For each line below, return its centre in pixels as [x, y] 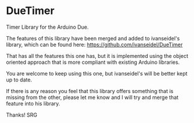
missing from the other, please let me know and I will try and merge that [92, 97]
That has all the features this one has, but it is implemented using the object [97, 56]
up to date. [19, 80]
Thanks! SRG [22, 115]
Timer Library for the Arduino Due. [47, 27]
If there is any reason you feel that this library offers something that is [90, 91]
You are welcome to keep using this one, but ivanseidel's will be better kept [97, 73]
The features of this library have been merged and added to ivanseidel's [93, 38]
